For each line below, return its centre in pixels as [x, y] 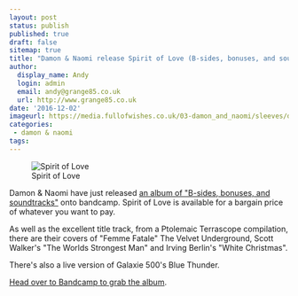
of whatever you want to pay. [63, 211]
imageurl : [27, 116]
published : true [39, 34]
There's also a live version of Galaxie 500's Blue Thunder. [114, 265]
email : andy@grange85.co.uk [69, 91]
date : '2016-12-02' [45, 108]
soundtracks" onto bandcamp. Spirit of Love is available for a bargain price [146, 202]
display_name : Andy [53, 75]
